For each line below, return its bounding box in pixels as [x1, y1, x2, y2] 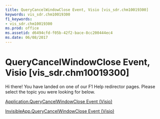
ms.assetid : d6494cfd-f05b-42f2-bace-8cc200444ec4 [5, 30, 113, 35]
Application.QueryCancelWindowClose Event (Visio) [5, 98, 112, 105]
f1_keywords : [5, 16, 32, 21]
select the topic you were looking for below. [5, 89, 95, 95]
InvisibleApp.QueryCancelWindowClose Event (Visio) [5, 108, 114, 114]
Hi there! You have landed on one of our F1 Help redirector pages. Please [5, 83, 155, 90]
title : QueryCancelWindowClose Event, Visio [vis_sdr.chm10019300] [5, 7, 149, 12]
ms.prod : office [5, 26, 39, 31]
